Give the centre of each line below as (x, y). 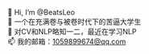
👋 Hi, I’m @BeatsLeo (41, 12)
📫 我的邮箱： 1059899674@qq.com (67, 41)
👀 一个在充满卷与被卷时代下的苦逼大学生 (74, 21)
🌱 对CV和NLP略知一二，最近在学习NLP (72, 31)
